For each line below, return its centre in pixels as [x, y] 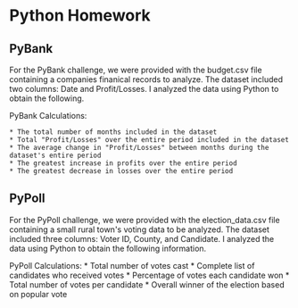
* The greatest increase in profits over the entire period [124, 163]
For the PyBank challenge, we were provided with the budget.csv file [136, 70]
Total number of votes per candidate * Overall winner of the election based [147, 284]
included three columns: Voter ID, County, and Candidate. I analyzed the [142, 238]
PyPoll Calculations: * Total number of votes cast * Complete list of [132, 265]
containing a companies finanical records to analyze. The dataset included [146, 79]
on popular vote [38, 294]
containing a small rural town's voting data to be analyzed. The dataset [140, 229]
